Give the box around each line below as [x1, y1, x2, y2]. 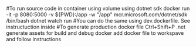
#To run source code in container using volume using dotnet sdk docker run [6, 5, 190, 12]
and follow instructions [6, 36, 62, 42]
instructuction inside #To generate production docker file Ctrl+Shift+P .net [6, 23, 186, 30]
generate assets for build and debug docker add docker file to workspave [6, 30, 184, 37]
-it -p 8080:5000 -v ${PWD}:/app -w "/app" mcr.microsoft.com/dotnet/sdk [6, 11, 188, 18]
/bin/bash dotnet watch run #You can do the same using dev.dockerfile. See [6, 17, 191, 24]
